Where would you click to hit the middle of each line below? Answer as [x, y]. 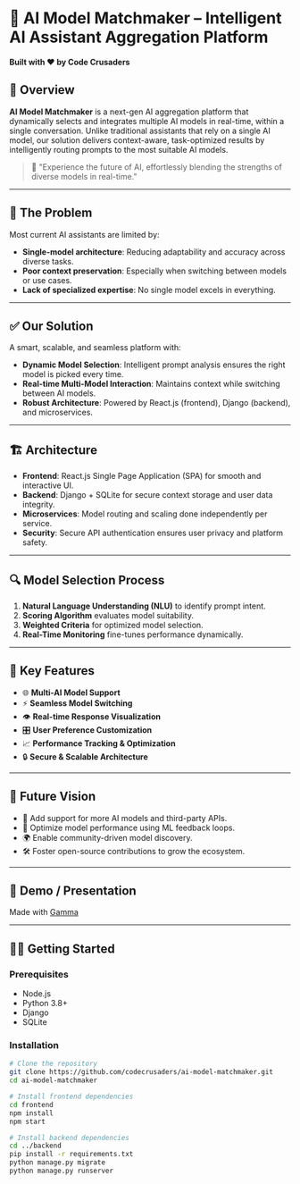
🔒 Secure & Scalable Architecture [85, 756]
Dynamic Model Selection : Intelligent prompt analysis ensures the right [154, 365]
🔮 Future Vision [53, 797]
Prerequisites [39, 974]
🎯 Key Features [52, 671]
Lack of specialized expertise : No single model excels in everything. [149, 290]
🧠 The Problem [51, 213]
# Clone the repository [54, 1064]
